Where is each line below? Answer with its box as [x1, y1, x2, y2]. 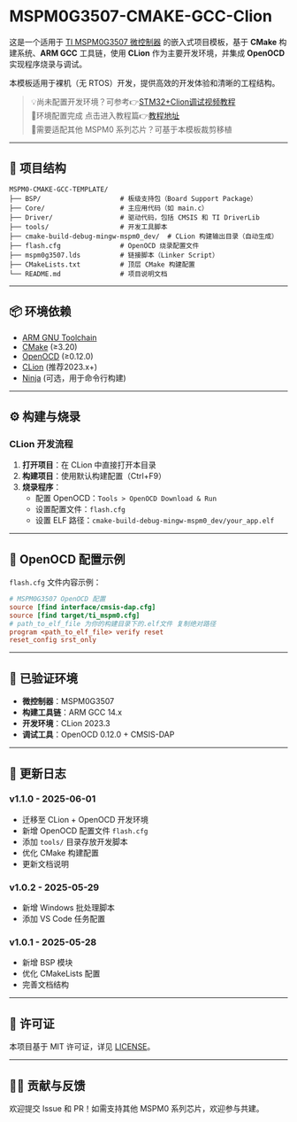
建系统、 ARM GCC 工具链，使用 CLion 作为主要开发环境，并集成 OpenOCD [9, 47, 286, 58]
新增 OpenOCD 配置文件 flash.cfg [21, 825, 148, 836]
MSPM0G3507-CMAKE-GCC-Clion [9, 6, 272, 27]
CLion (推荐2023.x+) [21, 361, 98, 372]
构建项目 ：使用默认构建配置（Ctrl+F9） [21, 471, 166, 482]
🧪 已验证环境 [9, 670, 78, 685]
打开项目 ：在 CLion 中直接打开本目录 [21, 460, 156, 470]
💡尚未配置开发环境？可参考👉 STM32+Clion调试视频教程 [30, 96, 236, 107]
